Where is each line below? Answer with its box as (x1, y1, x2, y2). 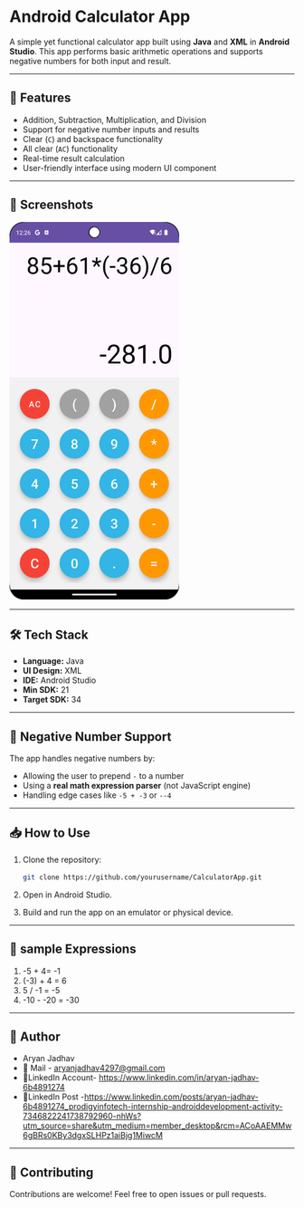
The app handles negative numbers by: (9, 753, 156, 763)
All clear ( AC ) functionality (22, 143, 119, 154)
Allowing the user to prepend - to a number (22, 771, 185, 781)
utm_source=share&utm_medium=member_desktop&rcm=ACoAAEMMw (22, 1120, 292, 1131)
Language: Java (22, 656, 84, 666)
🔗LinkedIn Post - (22, 1091, 85, 1102)
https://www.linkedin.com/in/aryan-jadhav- (98, 1072, 260, 1083)
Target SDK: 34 (22, 695, 81, 705)
